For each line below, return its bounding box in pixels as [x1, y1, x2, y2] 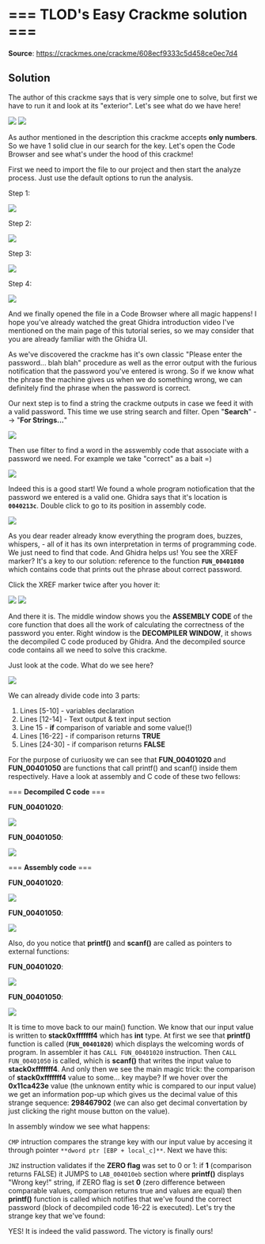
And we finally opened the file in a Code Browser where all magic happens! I [8, 308, 257, 318]
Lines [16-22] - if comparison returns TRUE [19, 731, 161, 740]
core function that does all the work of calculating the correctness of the [8, 619, 245, 630]
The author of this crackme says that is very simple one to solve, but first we [8, 93, 258, 102]
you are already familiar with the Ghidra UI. [8, 334, 148, 343]
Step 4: [8, 278, 32, 288]
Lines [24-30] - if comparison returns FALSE [19, 739, 166, 749]
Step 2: [8, 218, 32, 228]
